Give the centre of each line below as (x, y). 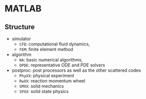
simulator (21, 39)
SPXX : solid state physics (44, 91)
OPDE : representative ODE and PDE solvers (62, 65)
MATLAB (23, 9)
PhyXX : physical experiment (47, 75)
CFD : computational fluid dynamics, (54, 44)
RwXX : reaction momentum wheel (52, 81)
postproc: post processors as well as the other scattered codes (76, 70)
